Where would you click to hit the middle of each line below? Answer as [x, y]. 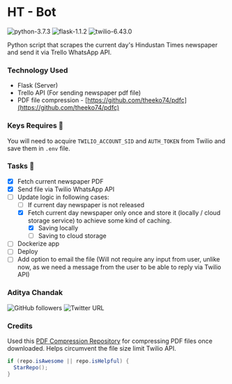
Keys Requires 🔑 [36, 126]
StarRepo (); [31, 367]
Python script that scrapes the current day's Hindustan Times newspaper [113, 45]
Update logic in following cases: [63, 197]
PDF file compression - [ [52, 100]
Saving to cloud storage [72, 236]
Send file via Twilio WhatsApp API [66, 189]
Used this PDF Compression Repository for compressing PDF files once [110, 341]
